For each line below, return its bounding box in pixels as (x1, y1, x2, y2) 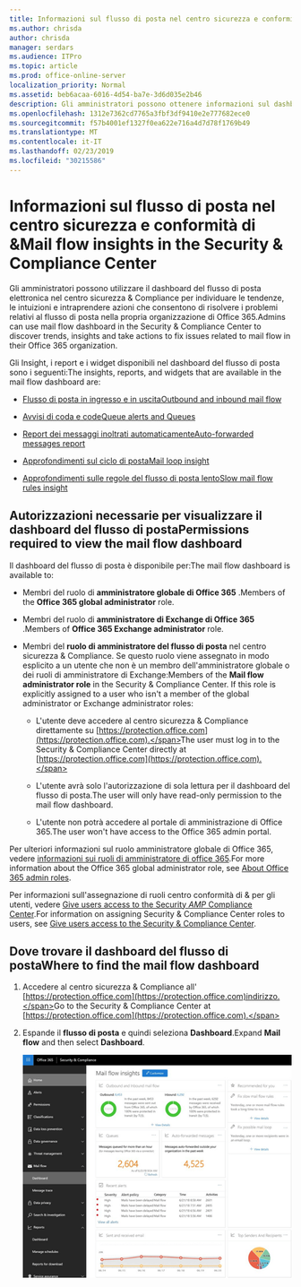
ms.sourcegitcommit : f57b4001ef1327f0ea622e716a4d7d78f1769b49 (9, 118, 251, 127)
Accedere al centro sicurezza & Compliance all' (21, 981, 197, 992)
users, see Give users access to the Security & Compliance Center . (9, 918, 257, 929)
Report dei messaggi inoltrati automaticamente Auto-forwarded (21, 428, 254, 439)
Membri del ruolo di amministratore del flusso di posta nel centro (21, 641, 267, 652)
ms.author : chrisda (9, 23, 82, 33)
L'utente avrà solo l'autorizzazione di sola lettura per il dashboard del (35, 780, 291, 790)
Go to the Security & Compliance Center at (53, 1000, 211, 1012)
